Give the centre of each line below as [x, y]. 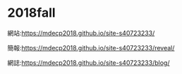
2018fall [31, 13]
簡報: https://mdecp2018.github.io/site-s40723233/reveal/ [91, 47]
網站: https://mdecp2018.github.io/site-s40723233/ [81, 33]
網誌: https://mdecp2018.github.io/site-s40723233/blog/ [89, 62]
